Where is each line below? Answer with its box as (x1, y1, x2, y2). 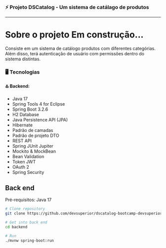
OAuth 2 (12, 164, 30, 170)
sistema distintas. (5, 56, 41, 62)
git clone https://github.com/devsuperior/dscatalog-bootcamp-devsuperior (5, 211, 163, 216)
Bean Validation (12, 154, 44, 160)
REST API (12, 138, 32, 144)
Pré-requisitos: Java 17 (5, 197, 52, 203)
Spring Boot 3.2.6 (12, 106, 48, 112)
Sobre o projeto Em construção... (5, 29, 144, 41)
